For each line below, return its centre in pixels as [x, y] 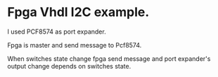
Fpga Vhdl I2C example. [78, 12]
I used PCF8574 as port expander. [57, 31]
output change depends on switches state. [69, 66]
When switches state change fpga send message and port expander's [109, 58]
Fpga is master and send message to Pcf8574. [75, 45]
